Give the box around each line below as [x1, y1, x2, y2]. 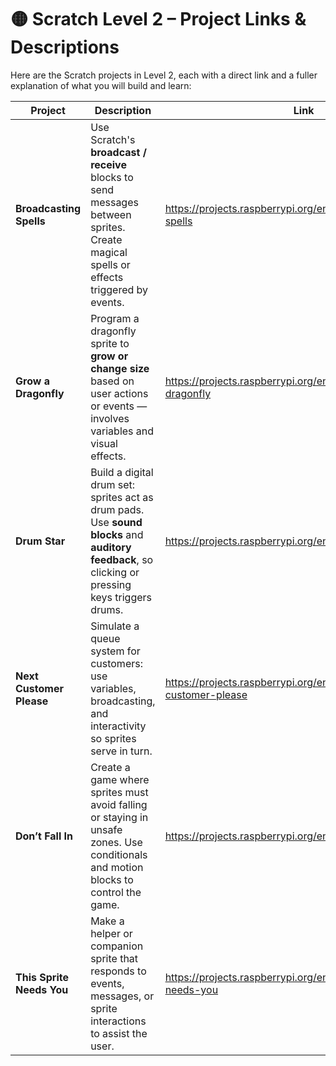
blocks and [90, 527, 144, 541]
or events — [90, 399, 148, 413]
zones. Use [90, 835, 143, 849]
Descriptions [10, 36, 120, 59]
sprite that [90, 951, 139, 965]
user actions [90, 386, 149, 400]
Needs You [15, 982, 69, 996]
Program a [90, 311, 140, 325]
